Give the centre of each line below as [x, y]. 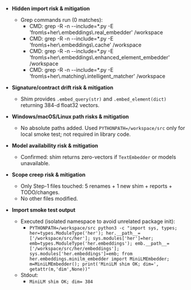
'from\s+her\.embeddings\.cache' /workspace [85, 45]
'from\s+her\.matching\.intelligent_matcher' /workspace [97, 76]
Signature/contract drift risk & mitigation [62, 87]
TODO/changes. [40, 192]
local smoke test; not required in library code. [75, 134]
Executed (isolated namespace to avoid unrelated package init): [98, 221]
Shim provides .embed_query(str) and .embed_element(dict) [93, 99]
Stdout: [29, 275]
